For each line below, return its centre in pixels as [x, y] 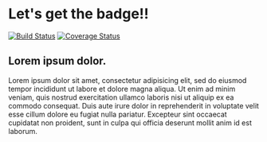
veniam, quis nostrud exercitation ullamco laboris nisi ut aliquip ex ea [121, 97]
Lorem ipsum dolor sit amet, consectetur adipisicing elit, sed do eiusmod [128, 80]
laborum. [23, 131]
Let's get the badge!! [79, 14]
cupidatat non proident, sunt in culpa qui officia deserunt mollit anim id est [130, 122]
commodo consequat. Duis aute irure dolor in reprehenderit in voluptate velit [133, 105]
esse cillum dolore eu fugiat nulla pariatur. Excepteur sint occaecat [118, 114]
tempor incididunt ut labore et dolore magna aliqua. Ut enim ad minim [122, 89]
